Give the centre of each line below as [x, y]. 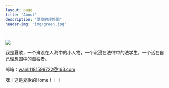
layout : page [19, 10]
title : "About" [21, 15]
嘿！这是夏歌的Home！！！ [34, 80]
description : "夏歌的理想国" [34, 19]
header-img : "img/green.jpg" [36, 24]
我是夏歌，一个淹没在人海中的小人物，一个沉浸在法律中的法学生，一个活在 [82, 53]
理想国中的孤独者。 [29, 59]
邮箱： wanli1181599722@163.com [40, 70]
